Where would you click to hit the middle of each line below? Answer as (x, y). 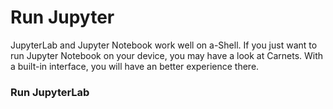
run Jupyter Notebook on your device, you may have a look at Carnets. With (167, 55)
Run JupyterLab (50, 92)
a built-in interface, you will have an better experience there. (135, 66)
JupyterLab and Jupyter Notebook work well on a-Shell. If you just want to (164, 45)
